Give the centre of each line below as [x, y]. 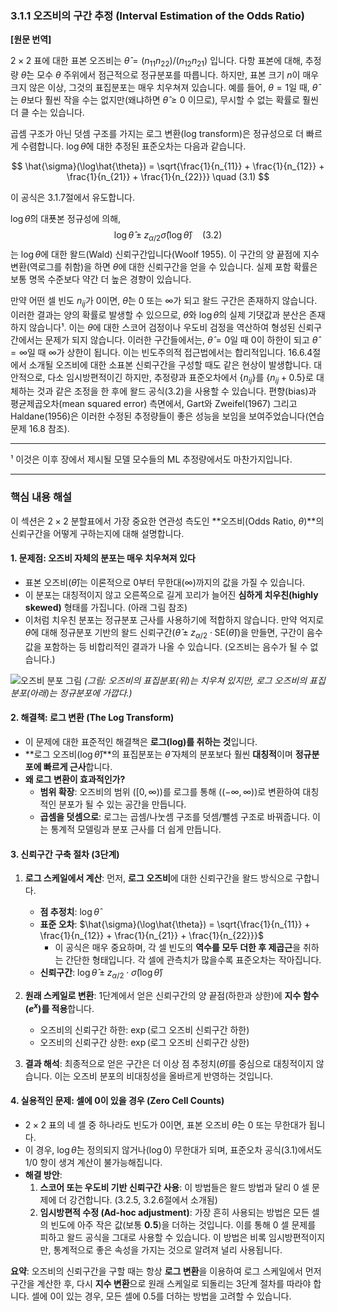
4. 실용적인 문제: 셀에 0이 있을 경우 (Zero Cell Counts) [117, 1101]
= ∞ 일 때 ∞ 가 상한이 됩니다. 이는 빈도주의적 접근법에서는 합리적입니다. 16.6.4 [161, 352]
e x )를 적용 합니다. [61, 1007]
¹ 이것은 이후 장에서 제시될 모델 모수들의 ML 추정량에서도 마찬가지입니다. [151, 459]
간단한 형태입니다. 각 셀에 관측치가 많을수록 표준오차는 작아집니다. [193, 960]
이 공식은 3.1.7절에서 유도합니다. [73, 198]
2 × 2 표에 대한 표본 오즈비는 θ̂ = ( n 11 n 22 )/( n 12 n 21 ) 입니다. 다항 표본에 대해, [156, 62]
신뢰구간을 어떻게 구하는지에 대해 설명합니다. [97, 533]
